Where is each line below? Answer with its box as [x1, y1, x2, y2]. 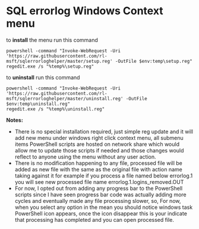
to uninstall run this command [6, 74, 80, 81]
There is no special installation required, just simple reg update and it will [14, 128, 193, 135]
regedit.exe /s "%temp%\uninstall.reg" [6, 106, 105, 112]
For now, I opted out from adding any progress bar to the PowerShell [14, 185, 183, 192]
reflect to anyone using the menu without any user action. [14, 153, 156, 160]
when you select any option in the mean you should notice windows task [14, 203, 193, 211]
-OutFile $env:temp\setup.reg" [115, 58, 193, 64]
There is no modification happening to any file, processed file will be [14, 159, 182, 167]
